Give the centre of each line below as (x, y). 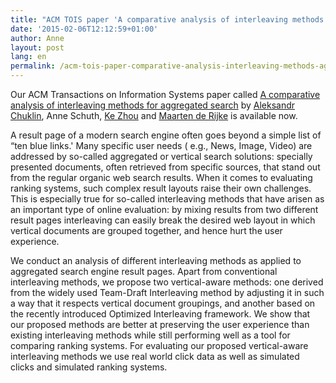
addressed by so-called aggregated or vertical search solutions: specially (161, 156)
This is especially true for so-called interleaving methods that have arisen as (167, 199)
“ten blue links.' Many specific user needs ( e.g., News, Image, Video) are (161, 145)
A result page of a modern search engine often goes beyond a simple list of (166, 135)
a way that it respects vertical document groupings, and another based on (163, 303)
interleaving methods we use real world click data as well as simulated (155, 356)
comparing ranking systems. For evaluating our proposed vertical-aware (159, 345)
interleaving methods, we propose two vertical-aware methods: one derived (167, 282)
